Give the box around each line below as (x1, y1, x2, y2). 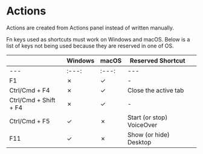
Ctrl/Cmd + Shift (9, 96, 56, 104)
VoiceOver (127, 120, 158, 129)
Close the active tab (127, 86, 184, 94)
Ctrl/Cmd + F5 (9, 117, 50, 125)
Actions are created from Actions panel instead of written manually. (6, 24, 174, 31)
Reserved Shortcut (129, 56, 185, 64)
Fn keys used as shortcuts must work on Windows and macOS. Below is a (6, 35, 190, 43)
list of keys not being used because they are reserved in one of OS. (6, 42, 174, 49)
